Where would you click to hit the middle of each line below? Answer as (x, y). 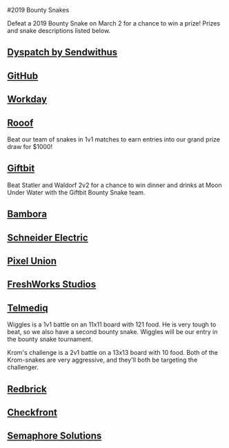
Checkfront (32, 412)
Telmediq (28, 308)
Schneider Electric (48, 237)
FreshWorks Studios (52, 285)
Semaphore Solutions (54, 436)
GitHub (23, 76)
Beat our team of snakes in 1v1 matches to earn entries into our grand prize (114, 139)
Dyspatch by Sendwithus (62, 52)
